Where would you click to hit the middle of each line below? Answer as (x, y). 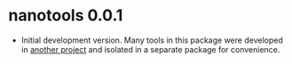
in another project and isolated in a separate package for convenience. (150, 49)
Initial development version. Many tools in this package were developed (152, 40)
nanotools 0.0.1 (66, 16)
